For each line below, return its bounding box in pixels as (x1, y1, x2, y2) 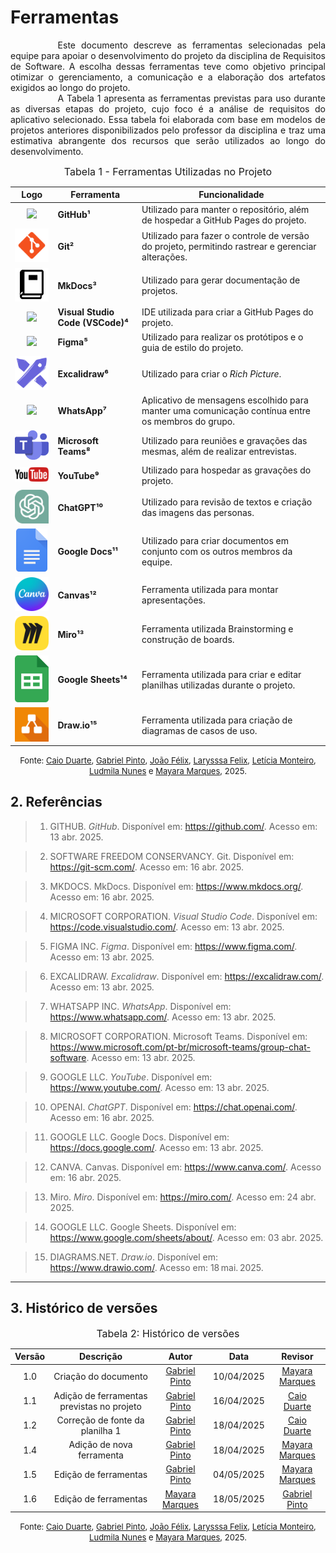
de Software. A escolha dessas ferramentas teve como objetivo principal (10, 60, 326, 72)
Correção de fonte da (56, 1414, 145, 1426)
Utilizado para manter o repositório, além (141, 203, 310, 215)
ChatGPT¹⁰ (57, 501, 104, 513)
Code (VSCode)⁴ (57, 317, 129, 329)
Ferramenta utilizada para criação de (141, 714, 293, 726)
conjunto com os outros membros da (141, 545, 293, 557)
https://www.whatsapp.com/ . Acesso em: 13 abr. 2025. (49, 1011, 277, 1023)
